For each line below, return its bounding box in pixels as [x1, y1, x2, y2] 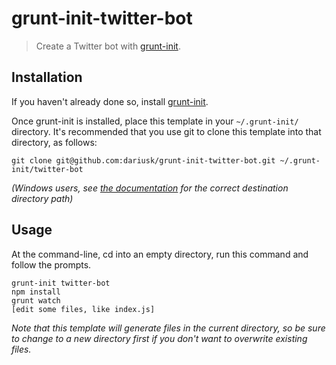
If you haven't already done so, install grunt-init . [11, 95, 209, 107]
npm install [11, 287, 61, 297]
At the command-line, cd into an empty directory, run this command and [11, 248, 309, 260]
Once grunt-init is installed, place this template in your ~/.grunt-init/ [11, 115, 299, 127]
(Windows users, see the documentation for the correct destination [11, 182, 289, 194]
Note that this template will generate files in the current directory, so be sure [11, 322, 326, 334]
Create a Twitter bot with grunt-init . [35, 40, 181, 52]
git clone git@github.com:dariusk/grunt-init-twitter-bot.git [11, 155, 276, 166]
